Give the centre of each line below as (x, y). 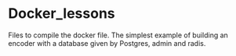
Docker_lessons (62, 14)
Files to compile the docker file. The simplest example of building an (118, 35)
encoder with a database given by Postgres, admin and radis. (107, 43)
